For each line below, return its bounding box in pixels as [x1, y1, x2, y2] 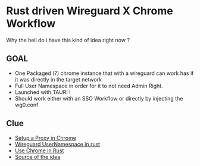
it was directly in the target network [14, 76, 102, 83]
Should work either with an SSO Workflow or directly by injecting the [14, 95, 183, 102]
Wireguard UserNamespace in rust [14, 140, 100, 148]
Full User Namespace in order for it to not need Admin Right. [14, 82, 163, 89]
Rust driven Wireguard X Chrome [6, 4, 174, 18]
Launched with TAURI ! [14, 88, 71, 96]
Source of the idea [14, 153, 61, 160]
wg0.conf [14, 101, 39, 108]
